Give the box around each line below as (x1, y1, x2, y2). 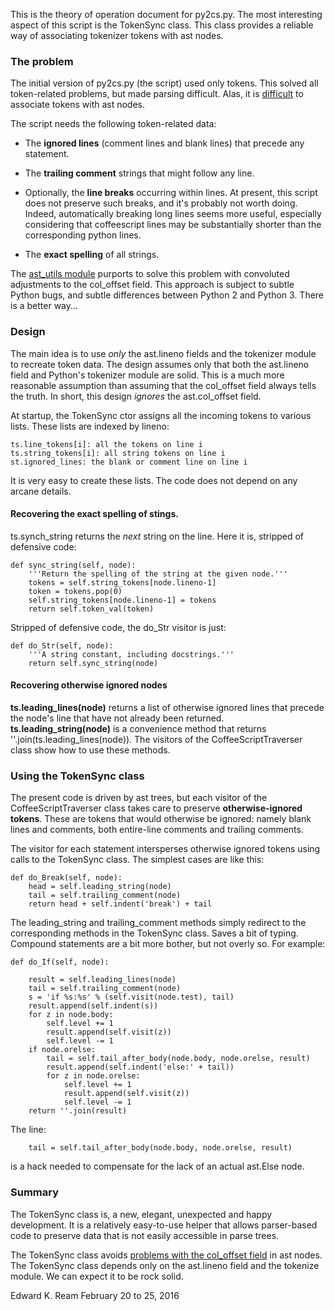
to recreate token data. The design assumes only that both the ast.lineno (10, 358, 310, 370)
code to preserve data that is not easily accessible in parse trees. (10, 1229, 280, 1241)
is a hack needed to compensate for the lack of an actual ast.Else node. (10, 1160, 305, 1173)
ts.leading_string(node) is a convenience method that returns (10, 723, 267, 734)
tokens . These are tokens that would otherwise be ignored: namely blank (10, 813, 312, 825)
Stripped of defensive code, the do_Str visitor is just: (10, 621, 227, 633)
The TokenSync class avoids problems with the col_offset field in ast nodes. (10, 1249, 323, 1261)
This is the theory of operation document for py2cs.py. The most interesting (10, 9, 323, 20)
